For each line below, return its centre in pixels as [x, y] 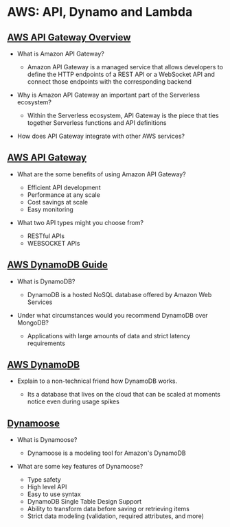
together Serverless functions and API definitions [97, 123]
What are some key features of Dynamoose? [80, 467]
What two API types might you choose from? [80, 222]
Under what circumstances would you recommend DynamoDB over [112, 315]
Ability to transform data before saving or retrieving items [108, 509]
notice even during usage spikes [73, 401]
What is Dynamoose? [47, 440]
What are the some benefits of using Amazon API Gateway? [102, 174]
